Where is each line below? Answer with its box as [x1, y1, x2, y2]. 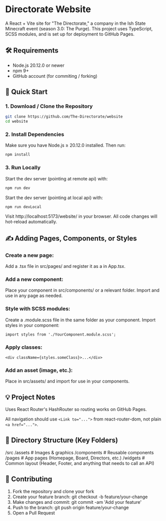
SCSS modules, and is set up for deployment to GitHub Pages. [5, 31, 135, 37]
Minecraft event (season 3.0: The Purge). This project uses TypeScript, [5, 25, 153, 31]
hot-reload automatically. [5, 219, 58, 225]
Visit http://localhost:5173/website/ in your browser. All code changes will [5, 213, 157, 219]
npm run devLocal [5, 204, 42, 209]
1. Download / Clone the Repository [5, 103, 93, 110]
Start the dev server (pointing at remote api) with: [5, 175, 108, 181]
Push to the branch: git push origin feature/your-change [12, 504, 129, 510]
